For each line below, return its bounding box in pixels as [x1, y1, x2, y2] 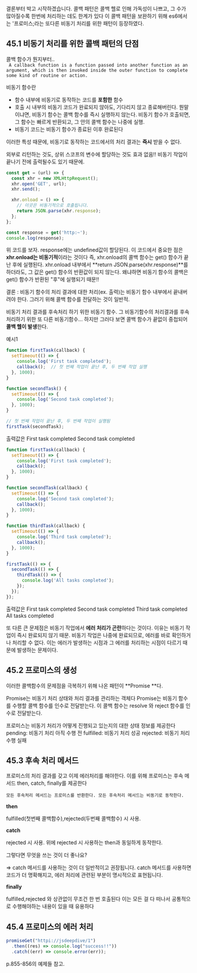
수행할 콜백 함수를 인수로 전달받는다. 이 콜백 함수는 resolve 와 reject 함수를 [12, 702, 185, 709]
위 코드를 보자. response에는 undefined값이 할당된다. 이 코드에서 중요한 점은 [6, 247, 183, 254]
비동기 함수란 [6, 83, 36, 90]
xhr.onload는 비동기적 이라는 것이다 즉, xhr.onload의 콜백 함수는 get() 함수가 [6, 254, 183, 261]
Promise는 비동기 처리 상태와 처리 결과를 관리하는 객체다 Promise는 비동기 [6, 694, 178, 702]
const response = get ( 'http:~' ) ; [6, 230, 88, 235]
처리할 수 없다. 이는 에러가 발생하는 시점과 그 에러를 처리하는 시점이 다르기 [12, 639, 182, 646]
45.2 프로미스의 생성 [6, 666, 78, 676]
